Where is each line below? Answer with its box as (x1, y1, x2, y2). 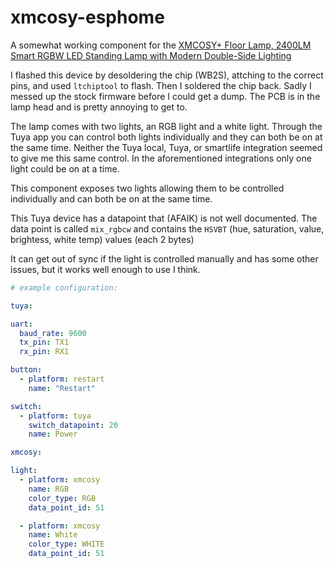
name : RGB (28, 484, 70, 494)
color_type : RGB (28, 493, 97, 503)
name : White (28, 530, 78, 540)
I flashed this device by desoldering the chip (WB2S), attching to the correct (10, 69, 324, 81)
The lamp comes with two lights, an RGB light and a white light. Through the (10, 120, 323, 132)
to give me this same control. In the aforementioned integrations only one (10, 152, 312, 164)
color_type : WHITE (28, 539, 105, 550)
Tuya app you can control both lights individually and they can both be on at (10, 131, 323, 143)
